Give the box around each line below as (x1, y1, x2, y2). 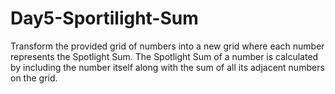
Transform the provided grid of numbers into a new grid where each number (10, 40, 325, 52)
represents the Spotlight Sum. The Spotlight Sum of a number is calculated (10, 50, 319, 62)
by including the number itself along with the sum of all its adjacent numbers (10, 61, 325, 73)
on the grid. (10, 72, 58, 84)
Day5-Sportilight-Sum (10, 7, 199, 30)
